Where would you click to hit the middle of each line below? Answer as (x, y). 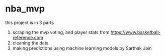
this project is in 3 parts (30, 22)
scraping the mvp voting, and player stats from (61, 32)
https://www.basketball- (136, 32)
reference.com (28, 37)
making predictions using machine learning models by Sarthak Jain (82, 48)
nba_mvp (25, 9)
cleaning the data (30, 42)
